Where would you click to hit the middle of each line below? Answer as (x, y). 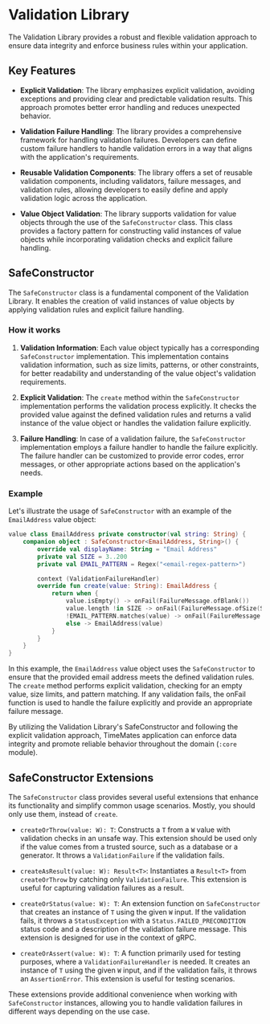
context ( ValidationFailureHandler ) (98, 579)
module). (23, 753)
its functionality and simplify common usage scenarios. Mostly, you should (132, 806)
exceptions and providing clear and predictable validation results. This (136, 99)
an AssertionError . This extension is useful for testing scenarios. (127, 978)
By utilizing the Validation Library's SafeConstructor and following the (123, 727)
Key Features (42, 71)
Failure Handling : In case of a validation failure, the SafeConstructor (133, 439)
